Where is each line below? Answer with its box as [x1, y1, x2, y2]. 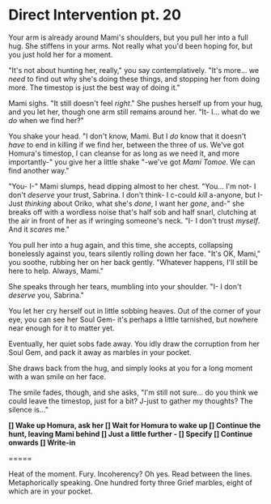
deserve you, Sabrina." [8, 290, 85, 300]
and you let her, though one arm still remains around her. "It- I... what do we [8, 107, 260, 117]
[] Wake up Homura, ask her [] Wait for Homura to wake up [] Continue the [8, 420, 261, 430]
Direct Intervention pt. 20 [8, 6, 182, 24]
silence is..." [8, 404, 49, 414]
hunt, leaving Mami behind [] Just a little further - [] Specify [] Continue [8, 429, 253, 438]
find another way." [8, 165, 70, 175]
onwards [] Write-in [8, 438, 76, 447]
